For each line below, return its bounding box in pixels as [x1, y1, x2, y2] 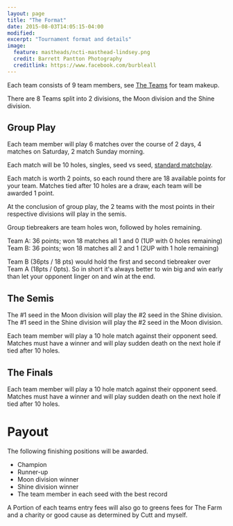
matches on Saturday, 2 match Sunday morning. [7, 147, 145, 156]
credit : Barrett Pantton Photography [13, 56, 123, 62]
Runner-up [17, 468, 49, 476]
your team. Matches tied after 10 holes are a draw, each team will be [7, 182, 202, 190]
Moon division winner [17, 475, 79, 483]
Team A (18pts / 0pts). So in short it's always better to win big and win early [7, 265, 223, 273]
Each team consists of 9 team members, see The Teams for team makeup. [7, 80, 220, 89]
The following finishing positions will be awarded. [7, 447, 148, 455]
